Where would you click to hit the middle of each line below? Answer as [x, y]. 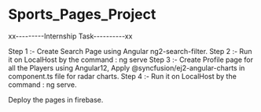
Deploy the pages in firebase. [56, 99]
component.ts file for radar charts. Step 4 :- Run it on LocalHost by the [123, 76]
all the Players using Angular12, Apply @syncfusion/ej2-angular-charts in [127, 67]
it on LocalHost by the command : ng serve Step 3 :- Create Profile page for [131, 60]
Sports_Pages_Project [82, 14]
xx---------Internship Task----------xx [70, 36]
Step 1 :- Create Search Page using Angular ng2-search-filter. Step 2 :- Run [130, 51]
